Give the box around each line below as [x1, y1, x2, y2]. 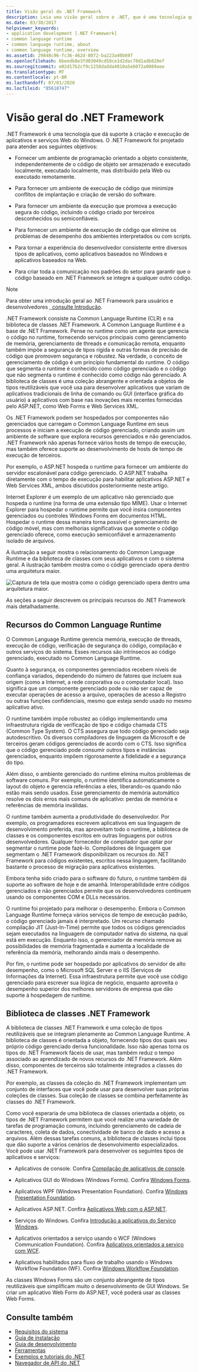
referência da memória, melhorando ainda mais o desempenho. [6, 948, 160, 956]
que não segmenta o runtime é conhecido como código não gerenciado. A [6, 371, 187, 378]
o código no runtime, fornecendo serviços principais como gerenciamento [6, 333, 187, 340]
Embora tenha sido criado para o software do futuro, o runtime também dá [6, 875, 187, 882]
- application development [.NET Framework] [6, 31, 117, 37]
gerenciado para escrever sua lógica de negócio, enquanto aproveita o [6, 979, 179, 986]
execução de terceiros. [6, 451, 62, 459]
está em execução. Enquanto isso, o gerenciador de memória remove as [6, 936, 182, 943]
